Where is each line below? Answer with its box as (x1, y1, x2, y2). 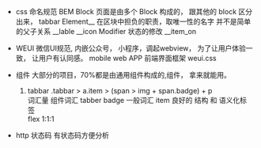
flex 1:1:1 (27, 114, 55, 123)
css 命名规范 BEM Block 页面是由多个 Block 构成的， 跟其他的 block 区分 (15, 7, 253, 16)
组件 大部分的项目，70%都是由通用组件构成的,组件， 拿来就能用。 (15, 70, 231, 79)
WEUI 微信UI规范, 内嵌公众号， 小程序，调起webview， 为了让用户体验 (15, 44, 247, 53)
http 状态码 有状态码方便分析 (15, 131, 109, 140)
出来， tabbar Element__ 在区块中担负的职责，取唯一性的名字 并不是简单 (15, 17, 252, 26)
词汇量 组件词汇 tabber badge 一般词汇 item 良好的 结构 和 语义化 (27, 96, 240, 104)
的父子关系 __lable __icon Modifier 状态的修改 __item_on (15, 27, 197, 36)
